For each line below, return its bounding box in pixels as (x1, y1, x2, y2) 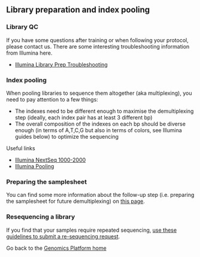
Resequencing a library (6, 213, 75, 221)
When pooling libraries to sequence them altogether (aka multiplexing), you (6, 89, 192, 97)
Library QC (6, 23, 39, 31)
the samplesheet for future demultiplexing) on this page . (6, 198, 146, 205)
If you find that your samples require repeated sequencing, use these (6, 226, 177, 234)
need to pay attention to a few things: (6, 95, 99, 103)
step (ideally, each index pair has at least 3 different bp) (14, 113, 153, 121)
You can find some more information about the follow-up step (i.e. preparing (6, 192, 195, 199)
